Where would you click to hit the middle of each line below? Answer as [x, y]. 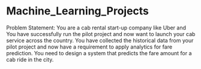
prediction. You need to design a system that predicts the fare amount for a [99, 53]
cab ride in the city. [30, 59]
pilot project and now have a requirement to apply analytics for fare [89, 47]
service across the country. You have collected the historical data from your [100, 40]
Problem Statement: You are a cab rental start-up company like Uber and [96, 28]
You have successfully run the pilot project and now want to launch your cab [101, 34]
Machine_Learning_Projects [77, 11]
